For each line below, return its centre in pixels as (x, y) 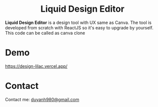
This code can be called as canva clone (45, 33)
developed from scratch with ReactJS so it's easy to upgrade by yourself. (79, 27)
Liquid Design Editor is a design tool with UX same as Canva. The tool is (78, 22)
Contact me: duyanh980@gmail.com (42, 99)
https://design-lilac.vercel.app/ (36, 66)
